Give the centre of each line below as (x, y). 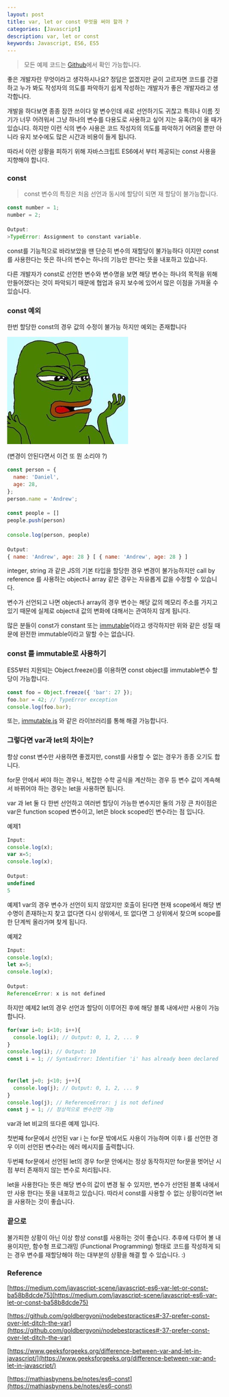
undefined (21, 883)
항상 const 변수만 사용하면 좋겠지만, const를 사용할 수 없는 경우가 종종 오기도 (110, 757)
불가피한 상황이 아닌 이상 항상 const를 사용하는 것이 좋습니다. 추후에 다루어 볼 (110, 1237)
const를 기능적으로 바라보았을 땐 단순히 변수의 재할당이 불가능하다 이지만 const (113, 251)
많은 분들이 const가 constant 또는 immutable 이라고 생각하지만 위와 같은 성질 (110, 625)
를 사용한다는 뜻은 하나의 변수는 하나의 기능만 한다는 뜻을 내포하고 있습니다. (107, 259)
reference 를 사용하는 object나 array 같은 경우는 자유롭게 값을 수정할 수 (103, 579)
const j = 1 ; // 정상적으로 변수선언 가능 (60, 1110)
